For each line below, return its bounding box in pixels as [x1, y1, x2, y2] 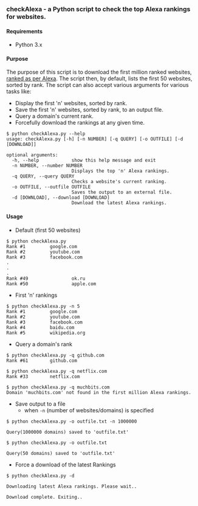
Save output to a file [15, 400, 66, 407]
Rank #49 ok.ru [6, 276, 86, 282]
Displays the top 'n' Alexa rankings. [71, 168, 170, 175]
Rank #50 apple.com [6, 280, 97, 287]
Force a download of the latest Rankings [15, 461, 117, 468]
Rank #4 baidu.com [6, 324, 75, 330]
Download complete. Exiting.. [6, 494, 83, 500]
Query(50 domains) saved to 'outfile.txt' [6, 450, 115, 456]
